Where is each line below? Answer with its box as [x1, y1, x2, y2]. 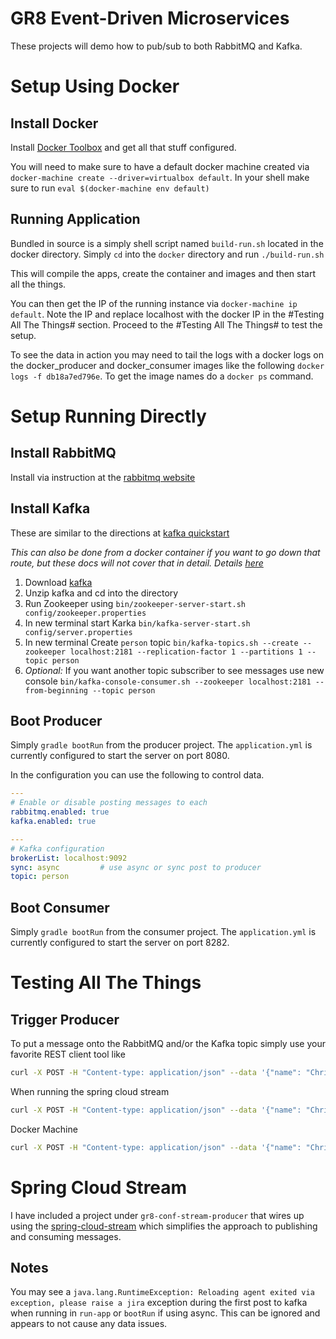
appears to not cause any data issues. [10, 1318, 168, 1330]
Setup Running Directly [10, 405, 207, 427]
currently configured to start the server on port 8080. [10, 750, 230, 762]
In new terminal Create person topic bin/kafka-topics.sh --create [24, 636, 299, 648]
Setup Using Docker [10, 75, 180, 98]
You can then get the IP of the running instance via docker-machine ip [10, 297, 298, 309]
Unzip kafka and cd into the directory [24, 587, 179, 599]
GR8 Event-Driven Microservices [10, 7, 290, 30]
